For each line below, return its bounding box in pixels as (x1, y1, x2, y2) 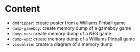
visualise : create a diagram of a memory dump (12, 41, 113, 47)
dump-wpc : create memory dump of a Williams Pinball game (12, 36, 135, 42)
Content (5, 3, 40, 15)
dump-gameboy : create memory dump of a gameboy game (12, 25, 131, 31)
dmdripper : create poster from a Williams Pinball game (12, 20, 126, 26)
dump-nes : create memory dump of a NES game (12, 30, 111, 36)
